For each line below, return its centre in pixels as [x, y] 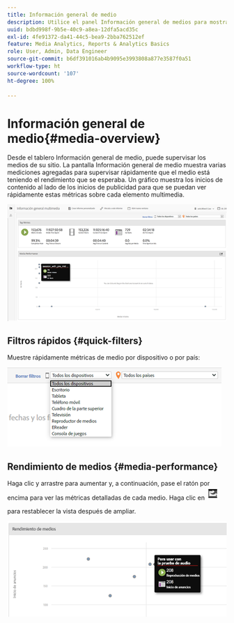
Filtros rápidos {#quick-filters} [75, 340]
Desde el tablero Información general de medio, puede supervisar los [107, 157]
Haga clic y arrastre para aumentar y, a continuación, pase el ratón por [109, 484]
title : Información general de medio [62, 15]
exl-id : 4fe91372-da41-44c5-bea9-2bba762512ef [76, 37]
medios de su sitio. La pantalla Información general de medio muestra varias [117, 165]
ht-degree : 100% [31, 81]
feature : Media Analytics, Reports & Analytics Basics [88, 44]
